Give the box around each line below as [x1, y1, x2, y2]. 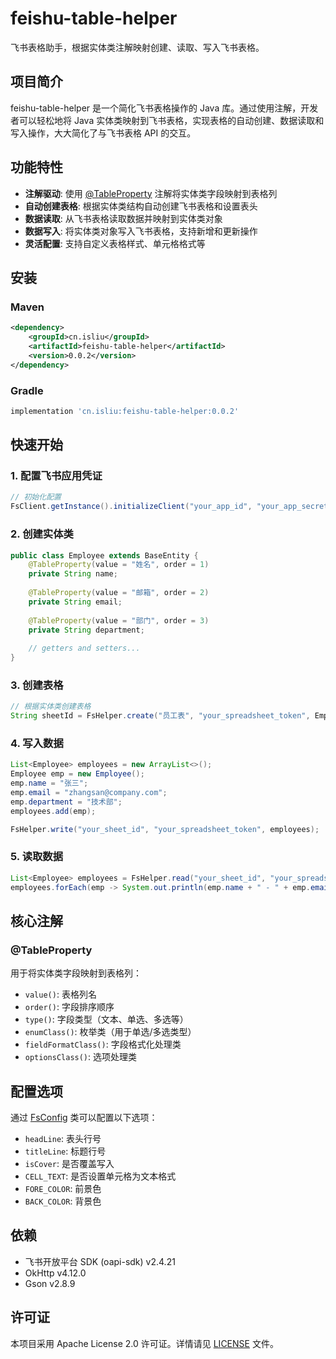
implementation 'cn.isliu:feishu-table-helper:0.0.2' [10, 406, 240, 416]
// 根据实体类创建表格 [10, 702, 92, 712]
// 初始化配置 [10, 492, 62, 502]
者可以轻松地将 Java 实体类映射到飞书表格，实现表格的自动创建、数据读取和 [10, 114, 325, 126]
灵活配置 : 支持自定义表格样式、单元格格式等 [24, 237, 206, 249]
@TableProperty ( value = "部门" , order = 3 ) [28, 615, 210, 626]
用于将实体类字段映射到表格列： [10, 967, 142, 979]
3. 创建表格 [10, 678, 64, 692]
